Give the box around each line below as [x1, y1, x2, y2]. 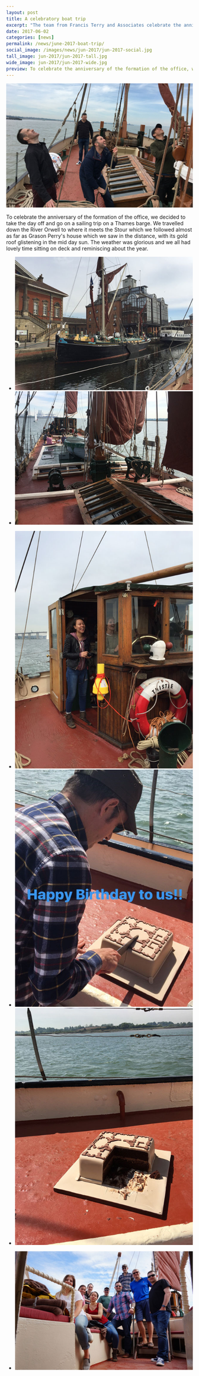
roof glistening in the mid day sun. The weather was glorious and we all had [6, 239, 191, 246]
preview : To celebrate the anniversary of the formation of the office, [6, 66, 190, 72]
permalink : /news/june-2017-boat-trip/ [6, 41, 105, 47]
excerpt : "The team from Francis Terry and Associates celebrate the [6, 22, 182, 28]
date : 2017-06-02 [6, 28, 49, 34]
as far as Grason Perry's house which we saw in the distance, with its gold [6, 232, 188, 240]
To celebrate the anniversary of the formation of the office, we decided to [6, 213, 186, 221]
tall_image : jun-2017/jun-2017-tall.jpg [6, 53, 108, 59]
